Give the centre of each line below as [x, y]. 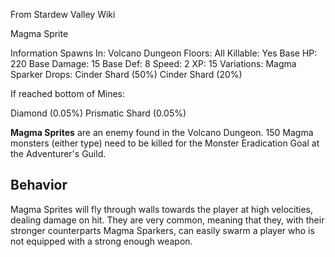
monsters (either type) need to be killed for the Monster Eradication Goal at [165, 143]
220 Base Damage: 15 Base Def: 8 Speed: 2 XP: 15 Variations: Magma [153, 63]
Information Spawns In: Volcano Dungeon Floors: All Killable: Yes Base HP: [164, 53]
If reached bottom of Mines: [68, 93]
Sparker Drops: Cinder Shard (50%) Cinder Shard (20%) [126, 74]
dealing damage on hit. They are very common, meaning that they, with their [167, 220]
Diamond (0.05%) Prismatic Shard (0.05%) [98, 113]
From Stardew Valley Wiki [63, 14]
